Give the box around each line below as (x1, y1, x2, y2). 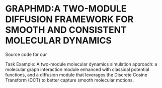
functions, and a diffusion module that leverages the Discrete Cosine (5, 71, 147, 77)
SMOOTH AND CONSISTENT (5, 24, 127, 35)
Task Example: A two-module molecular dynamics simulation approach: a (5, 61, 157, 67)
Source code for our (5, 51, 47, 57)
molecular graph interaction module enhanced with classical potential (5, 66, 149, 72)
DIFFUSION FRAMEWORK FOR (5, 13, 134, 25)
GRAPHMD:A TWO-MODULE (5, 3, 127, 14)
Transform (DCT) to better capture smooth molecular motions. (5, 77, 134, 83)
